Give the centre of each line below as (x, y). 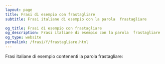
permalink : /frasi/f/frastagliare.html (47, 42)
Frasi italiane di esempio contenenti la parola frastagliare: (64, 56)
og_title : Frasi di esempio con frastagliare (53, 28)
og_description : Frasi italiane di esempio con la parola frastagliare (83, 33)
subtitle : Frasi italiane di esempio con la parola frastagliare (76, 19)
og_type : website (23, 37)
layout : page (19, 10)
